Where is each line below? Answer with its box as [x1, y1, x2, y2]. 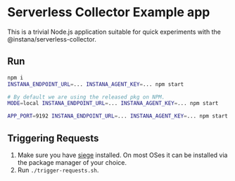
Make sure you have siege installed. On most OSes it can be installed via [17, 151, 228, 159]
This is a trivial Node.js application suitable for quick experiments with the [7, 27, 222, 36]
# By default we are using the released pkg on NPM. [7, 93, 165, 101]
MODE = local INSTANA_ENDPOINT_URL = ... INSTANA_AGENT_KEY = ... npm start [7, 100, 219, 107]
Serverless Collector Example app [7, 4, 210, 20]
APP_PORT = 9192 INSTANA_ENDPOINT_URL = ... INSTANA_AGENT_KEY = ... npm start [7, 113, 229, 120]
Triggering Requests [7, 132, 99, 144]
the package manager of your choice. [17, 158, 127, 166]
